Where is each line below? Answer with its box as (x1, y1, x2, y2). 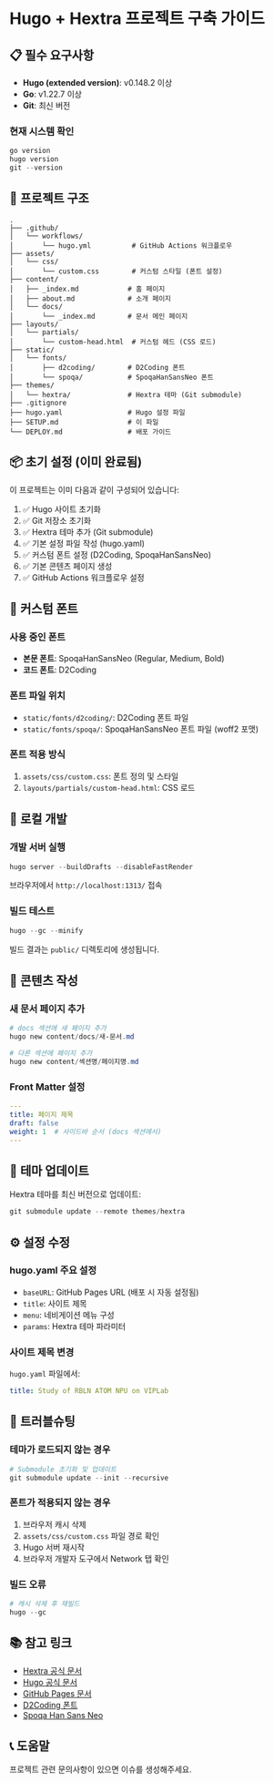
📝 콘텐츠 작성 (9, 972, 79, 989)
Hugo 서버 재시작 (22, 1542, 85, 1552)
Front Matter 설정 (9, 1081, 86, 1093)
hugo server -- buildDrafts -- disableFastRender (9, 862, 194, 871)
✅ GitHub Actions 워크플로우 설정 (22, 571, 145, 583)
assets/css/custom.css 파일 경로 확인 (22, 1530, 160, 1541)
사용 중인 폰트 (9, 630, 66, 643)
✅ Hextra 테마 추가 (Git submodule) (22, 526, 154, 538)
